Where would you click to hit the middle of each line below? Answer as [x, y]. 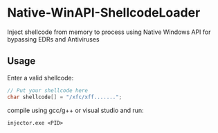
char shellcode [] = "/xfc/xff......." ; [65, 97]
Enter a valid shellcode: [40, 78]
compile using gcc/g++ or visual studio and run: [75, 110]
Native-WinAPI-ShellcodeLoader [104, 13]
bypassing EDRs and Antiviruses [53, 39]
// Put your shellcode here [48, 90]
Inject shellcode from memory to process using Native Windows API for [109, 32]
